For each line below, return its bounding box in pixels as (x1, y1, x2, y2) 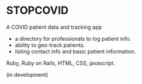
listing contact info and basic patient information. (14, 47, 136, 55)
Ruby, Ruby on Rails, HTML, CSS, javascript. (6, 59, 115, 67)
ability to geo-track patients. (14, 41, 85, 49)
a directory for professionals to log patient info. (14, 35, 132, 42)
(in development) (6, 71, 49, 78)
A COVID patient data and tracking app (6, 23, 102, 31)
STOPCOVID (6, 4, 69, 17)
